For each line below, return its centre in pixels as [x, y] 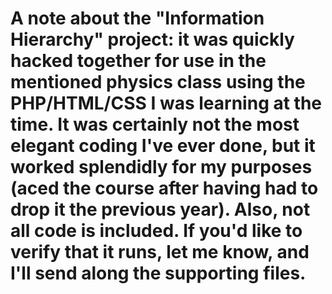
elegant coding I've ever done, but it [163, 146]
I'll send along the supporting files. [158, 273]
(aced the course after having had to [164, 188]
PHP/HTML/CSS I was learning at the [166, 103]
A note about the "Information [137, 18]
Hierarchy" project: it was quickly [152, 39]
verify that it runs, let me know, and [160, 252]
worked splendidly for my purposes [161, 167]
